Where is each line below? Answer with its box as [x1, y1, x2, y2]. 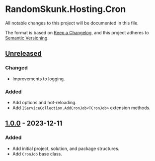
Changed [5, 64, 28, 71]
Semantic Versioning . [5, 35, 49, 41]
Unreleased [5, 49, 42, 58]
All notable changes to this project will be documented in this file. [5, 20, 139, 26]
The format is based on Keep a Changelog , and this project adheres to [5, 29, 149, 35]
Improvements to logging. [12, 76, 65, 82]
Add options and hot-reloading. [12, 99, 77, 105]
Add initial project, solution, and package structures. [12, 146, 120, 152]
